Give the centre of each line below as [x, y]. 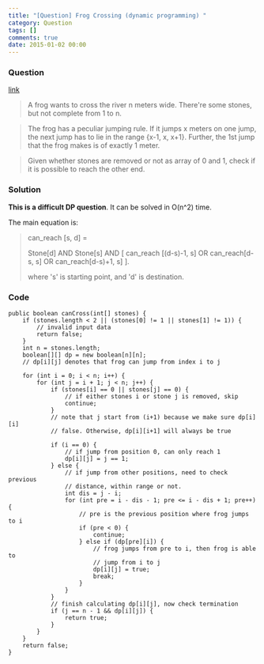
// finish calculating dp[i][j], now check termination [144, 604]
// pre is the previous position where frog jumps [164, 515]
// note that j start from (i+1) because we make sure [143, 417]
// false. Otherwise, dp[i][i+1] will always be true [141, 432]
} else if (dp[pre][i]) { [121, 542]
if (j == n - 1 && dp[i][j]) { [102, 611]
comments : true [33, 38]
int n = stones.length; [62, 349]
